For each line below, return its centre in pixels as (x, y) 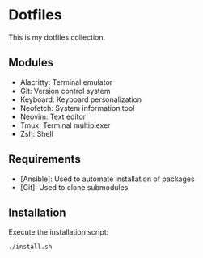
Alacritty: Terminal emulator (66, 82)
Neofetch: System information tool (77, 108)
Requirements (44, 159)
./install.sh (30, 247)
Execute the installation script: (59, 232)
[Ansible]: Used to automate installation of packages (108, 179)
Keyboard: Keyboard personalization (81, 99)
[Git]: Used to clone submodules (74, 187)
